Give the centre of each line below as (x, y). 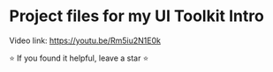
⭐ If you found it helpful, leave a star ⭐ (79, 58)
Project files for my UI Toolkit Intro (137, 16)
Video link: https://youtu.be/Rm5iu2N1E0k (85, 40)
